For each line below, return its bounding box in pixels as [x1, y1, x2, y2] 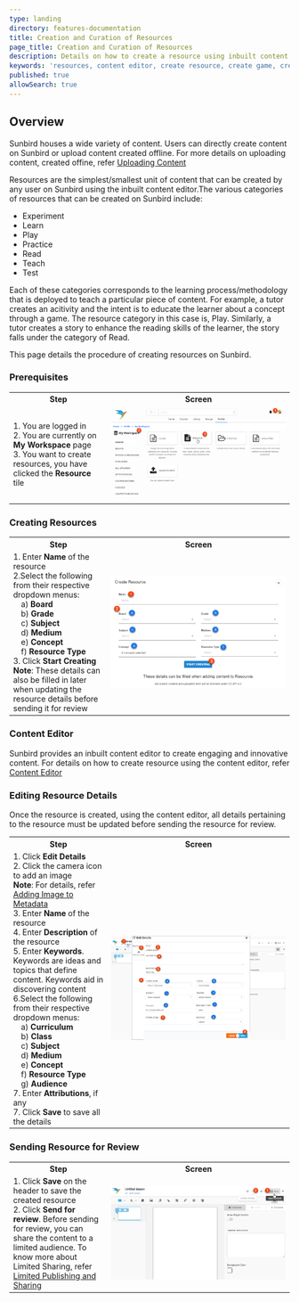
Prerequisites [9, 371, 69, 383]
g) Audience [20, 1078, 69, 1089]
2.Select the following [12, 570, 93, 581]
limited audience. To [12, 1242, 87, 1253]
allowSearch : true [9, 80, 77, 89]
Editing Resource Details [9, 789, 117, 801]
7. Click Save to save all [12, 1106, 101, 1118]
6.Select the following [12, 993, 93, 1003]
